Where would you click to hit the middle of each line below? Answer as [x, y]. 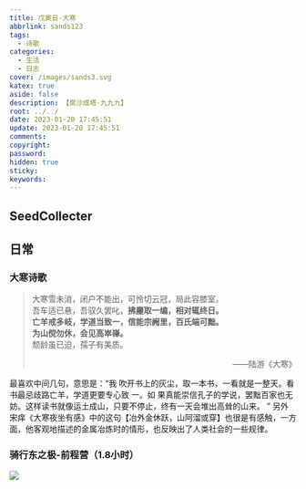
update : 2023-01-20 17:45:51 [65, 129]
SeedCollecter [51, 216]
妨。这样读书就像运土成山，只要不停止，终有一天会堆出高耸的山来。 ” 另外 [149, 406]
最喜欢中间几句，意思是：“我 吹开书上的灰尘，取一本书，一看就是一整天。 [148, 383]
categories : [32, 52]
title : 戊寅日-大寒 [43, 18]
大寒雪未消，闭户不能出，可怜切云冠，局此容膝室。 [127, 299]
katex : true [32, 86]
